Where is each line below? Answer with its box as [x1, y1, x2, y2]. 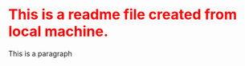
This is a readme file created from [8, 6, 238, 24]
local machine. [8, 22, 108, 41]
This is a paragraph [8, 49, 72, 58]
